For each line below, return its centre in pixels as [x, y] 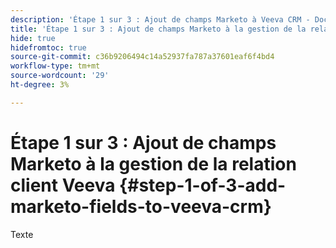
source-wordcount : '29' [60, 76]
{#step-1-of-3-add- [203, 185]
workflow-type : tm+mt [55, 66]
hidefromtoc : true [48, 47]
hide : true [33, 38]
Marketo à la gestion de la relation [153, 163]
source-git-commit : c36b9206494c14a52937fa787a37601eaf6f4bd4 [142, 57]
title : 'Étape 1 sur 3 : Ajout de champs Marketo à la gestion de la [158, 29]
